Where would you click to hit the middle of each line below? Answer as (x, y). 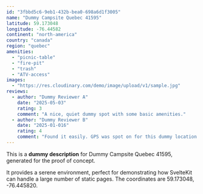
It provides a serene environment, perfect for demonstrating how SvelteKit (99, 172)
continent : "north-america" (42, 35)
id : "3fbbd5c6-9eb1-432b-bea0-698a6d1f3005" (64, 12)
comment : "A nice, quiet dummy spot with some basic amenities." (102, 114)
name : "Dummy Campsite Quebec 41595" (54, 18)
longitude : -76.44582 (34, 29)
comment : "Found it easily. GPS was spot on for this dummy (95, 137)
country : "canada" (29, 40)
